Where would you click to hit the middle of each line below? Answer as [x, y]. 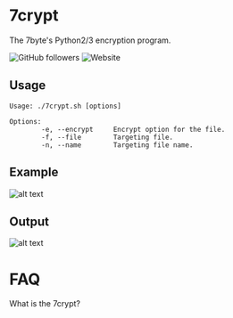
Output [29, 221]
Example [34, 172]
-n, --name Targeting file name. [117, 145]
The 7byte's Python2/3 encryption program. [90, 40]
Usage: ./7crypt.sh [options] [66, 106]
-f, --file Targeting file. [108, 137]
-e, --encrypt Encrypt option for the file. [133, 129]
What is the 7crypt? [45, 304]
